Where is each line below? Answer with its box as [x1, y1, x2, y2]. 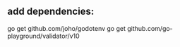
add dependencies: [7, 6, 95, 18]
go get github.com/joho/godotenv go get [7, 24, 126, 32]
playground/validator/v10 [7, 32, 80, 40]
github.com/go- [126, 24, 173, 32]
